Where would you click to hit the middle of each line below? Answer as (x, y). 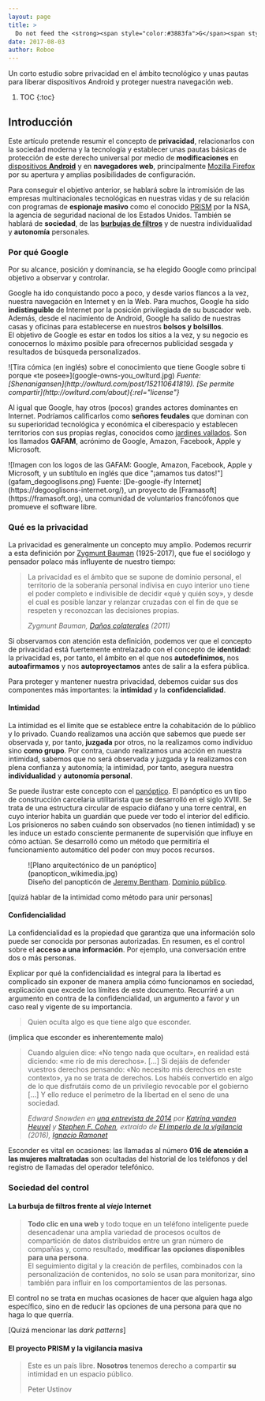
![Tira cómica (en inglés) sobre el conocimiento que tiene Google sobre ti (127, 367)
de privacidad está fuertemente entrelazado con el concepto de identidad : (130, 649)
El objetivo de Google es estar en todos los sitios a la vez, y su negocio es (128, 335)
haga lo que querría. (41, 1315)
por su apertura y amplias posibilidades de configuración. (102, 175)
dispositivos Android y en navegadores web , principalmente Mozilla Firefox (132, 166)
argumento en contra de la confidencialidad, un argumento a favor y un (124, 998)
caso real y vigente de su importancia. (70, 1006)
